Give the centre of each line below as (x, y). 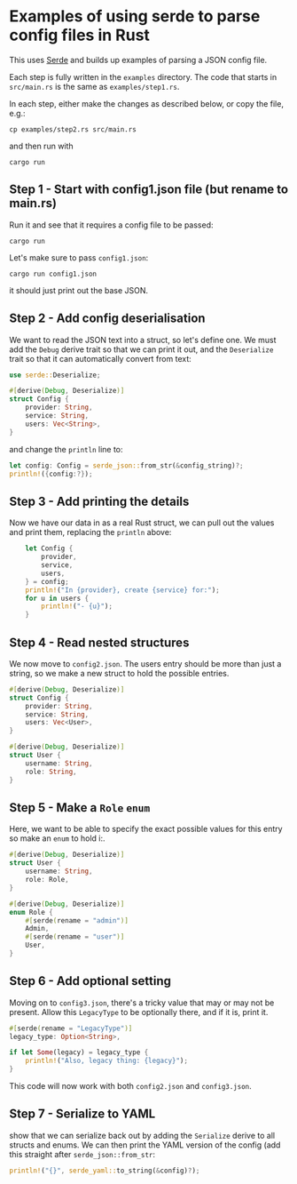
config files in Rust (80, 35)
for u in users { (57, 598)
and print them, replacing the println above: (90, 532)
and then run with (41, 146)
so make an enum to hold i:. (57, 838)
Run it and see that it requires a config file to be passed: (111, 225)
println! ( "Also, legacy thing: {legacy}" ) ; (107, 1061)
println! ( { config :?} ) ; (51, 474)
